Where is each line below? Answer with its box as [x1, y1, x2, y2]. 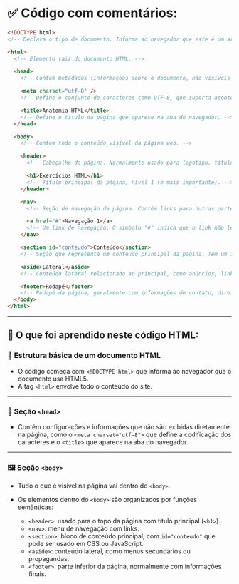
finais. [28, 570, 47, 578]
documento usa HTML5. [17, 374, 89, 383]
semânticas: [17, 503, 54, 511]
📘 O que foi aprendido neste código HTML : [7, 329, 199, 342]
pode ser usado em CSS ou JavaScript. [28, 540, 144, 548]
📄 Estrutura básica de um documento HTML [7, 351, 161, 361]
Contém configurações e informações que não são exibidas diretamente [17, 423, 230, 431]
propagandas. [28, 555, 70, 563]
